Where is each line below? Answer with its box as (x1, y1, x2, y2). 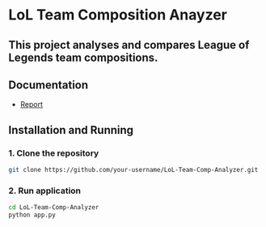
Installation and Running (8, 123, 134, 137)
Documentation (8, 78, 89, 92)
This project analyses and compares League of (8, 38, 250, 52)
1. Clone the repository (8, 148, 99, 159)
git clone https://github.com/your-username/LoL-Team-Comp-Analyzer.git (8, 166, 259, 174)
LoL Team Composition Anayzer (8, 6, 228, 24)
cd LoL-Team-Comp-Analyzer (8, 203, 99, 212)
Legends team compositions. (8, 50, 158, 64)
